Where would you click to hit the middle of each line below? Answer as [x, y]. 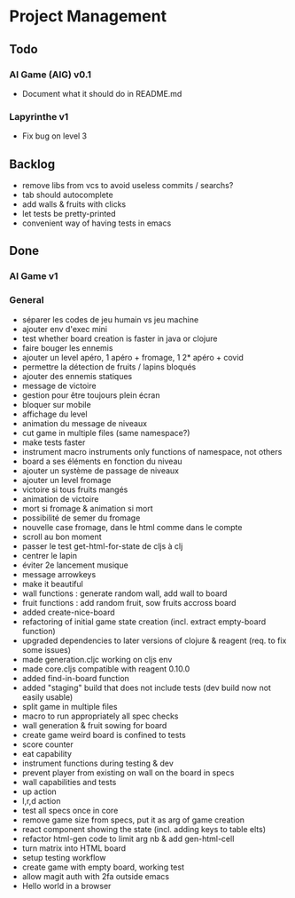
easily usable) [47, 697]
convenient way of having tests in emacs [97, 223]
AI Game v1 [34, 276]
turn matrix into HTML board [74, 848]
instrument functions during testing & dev [98, 763]
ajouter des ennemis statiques [77, 376]
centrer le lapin [50, 555]
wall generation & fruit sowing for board [94, 725]
